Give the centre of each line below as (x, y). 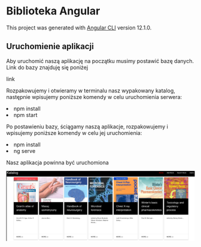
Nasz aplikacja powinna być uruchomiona (57, 162)
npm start (26, 115)
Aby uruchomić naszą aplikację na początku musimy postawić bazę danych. (100, 61)
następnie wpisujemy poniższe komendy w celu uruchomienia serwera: (94, 97)
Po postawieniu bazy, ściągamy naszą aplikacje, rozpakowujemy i (87, 126)
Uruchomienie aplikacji (50, 46)
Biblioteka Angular (53, 11)
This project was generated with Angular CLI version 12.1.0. (79, 28)
